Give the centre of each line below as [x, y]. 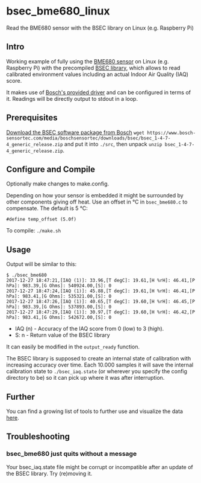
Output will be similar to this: [42, 264]
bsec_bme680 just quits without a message [72, 454]
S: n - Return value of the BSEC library [62, 335]
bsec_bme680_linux [58, 11]
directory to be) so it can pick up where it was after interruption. [85, 378]
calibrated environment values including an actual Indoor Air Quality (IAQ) [97, 74]
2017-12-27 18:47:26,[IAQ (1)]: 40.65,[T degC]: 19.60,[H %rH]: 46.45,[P [101, 302]
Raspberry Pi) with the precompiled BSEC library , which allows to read [93, 68]
